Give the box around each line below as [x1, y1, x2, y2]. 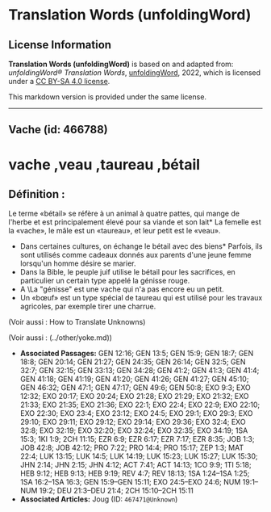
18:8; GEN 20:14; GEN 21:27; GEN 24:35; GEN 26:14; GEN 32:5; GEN [19, 357, 246, 367]
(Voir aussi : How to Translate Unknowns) [8, 317, 146, 327]
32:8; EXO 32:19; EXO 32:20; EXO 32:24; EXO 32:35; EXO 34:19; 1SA [19, 426, 248, 435]
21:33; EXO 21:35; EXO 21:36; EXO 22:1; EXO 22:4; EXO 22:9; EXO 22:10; [19, 400, 261, 409]
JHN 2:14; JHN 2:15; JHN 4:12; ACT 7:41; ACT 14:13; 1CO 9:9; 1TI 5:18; [19, 460, 252, 470]
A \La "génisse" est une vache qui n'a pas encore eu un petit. [19, 284, 224, 294]
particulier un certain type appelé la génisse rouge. [19, 276, 190, 286]
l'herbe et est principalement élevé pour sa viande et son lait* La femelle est [8, 217, 262, 227]
